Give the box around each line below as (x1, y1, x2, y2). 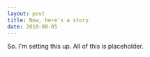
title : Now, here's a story (7, 17, 89, 24)
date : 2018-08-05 (7, 23, 58, 30)
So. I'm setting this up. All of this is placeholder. (7, 42, 144, 51)
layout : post (7, 10, 45, 17)
